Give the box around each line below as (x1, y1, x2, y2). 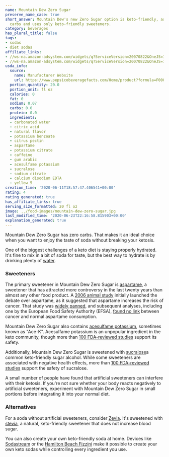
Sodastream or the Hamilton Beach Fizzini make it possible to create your (5, 441, 157, 447)
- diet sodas (5, 45, 33, 50)
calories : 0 (10, 92, 35, 97)
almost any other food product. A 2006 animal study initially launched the (5, 292, 157, 298)
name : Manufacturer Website (14, 73, 73, 78)
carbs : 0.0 (10, 106, 33, 111)
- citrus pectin (10, 138, 44, 143)
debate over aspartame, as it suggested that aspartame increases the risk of (5, 297, 164, 303)
